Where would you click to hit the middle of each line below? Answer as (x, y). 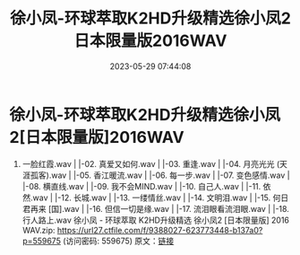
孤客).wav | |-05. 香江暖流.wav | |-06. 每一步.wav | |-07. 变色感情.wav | (160, 175)
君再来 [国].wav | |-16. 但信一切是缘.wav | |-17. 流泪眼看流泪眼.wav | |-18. (155, 208)
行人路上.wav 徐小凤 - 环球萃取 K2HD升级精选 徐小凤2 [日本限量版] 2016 (155, 220)
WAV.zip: (39, 230)
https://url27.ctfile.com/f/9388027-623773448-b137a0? (160, 230)
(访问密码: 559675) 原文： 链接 (118, 241)
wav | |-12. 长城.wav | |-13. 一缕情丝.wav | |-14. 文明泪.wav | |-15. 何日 (161, 198)
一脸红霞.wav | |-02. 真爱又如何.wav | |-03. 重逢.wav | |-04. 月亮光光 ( (151, 163)
